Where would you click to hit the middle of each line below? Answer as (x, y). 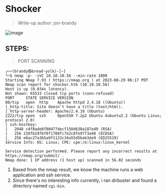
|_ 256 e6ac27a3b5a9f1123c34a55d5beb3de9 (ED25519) (62, 138)
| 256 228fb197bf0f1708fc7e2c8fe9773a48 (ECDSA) (60, 133)
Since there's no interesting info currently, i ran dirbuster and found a (85, 180)
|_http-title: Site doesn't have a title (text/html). (64, 107)
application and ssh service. (42, 175)
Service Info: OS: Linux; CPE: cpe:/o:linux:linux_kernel (68, 142)
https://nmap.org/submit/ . (35, 155)
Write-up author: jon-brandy (47, 23)
